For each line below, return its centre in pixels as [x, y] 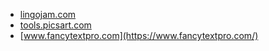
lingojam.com [48, 14]
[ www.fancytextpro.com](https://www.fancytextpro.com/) [139, 35]
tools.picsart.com [55, 25]
